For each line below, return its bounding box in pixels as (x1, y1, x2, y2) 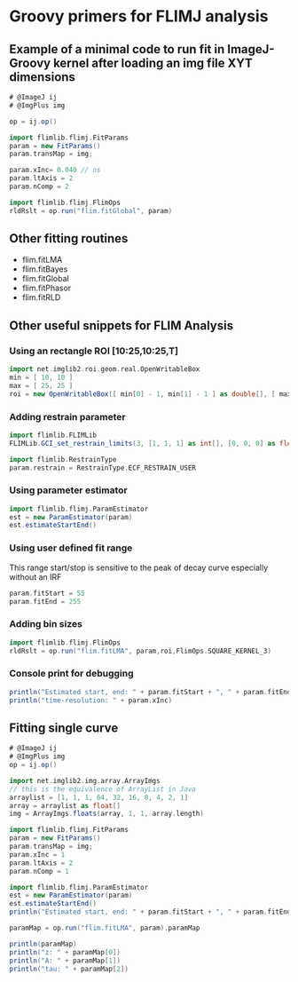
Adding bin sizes (9, 618, 82, 630)
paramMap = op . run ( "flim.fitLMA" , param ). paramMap (9, 923, 200, 933)
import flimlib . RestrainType (9, 455, 117, 463)
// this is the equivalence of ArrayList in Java (9, 784, 197, 794)
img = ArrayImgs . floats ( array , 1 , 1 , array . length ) (9, 810, 204, 819)
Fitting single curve (9, 720, 119, 735)
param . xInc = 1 (9, 850, 66, 859)
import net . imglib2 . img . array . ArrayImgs (9, 776, 161, 785)
